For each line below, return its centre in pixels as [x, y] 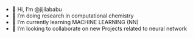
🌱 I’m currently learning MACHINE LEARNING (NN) [75, 22]
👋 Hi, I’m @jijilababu [37, 9]
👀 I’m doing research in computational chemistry [73, 16]
